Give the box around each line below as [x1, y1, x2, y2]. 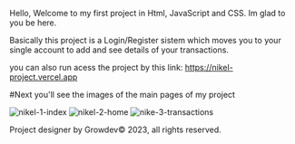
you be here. [9, 17, 57, 28]
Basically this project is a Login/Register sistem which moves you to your [9, 35, 281, 45]
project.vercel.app [9, 72, 78, 82]
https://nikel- [184, 62, 233, 72]
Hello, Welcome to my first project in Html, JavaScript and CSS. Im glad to [9, 8, 286, 18]
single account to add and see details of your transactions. [9, 44, 230, 55]
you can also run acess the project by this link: [9, 62, 183, 72]
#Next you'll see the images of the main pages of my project [9, 90, 236, 100]
